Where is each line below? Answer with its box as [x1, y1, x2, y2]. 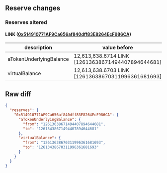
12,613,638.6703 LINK [74, 67, 129, 74]
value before [102, 44, 133, 51]
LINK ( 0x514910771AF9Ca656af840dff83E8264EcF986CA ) [5, 31, 132, 37]
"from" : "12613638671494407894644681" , [23, 122, 106, 127]
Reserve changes [5, 4, 61, 12]
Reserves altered [5, 19, 47, 26]
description [24, 44, 52, 51]
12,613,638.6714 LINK [74, 52, 129, 59]
